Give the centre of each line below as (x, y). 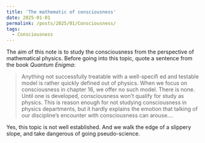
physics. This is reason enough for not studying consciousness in (104, 103)
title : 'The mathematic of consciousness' (61, 12)
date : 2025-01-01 (28, 18)
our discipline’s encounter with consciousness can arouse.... (97, 116)
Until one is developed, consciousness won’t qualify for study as (102, 96)
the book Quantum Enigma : (41, 65)
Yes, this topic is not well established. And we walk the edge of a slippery (99, 127)
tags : (13, 29)
